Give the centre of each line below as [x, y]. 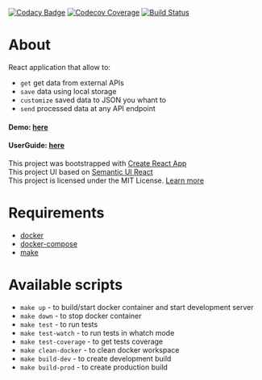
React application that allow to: [60, 67]
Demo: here [28, 127]
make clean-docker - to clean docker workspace [100, 349]
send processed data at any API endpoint [87, 108]
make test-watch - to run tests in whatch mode [97, 332]
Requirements [56, 213]
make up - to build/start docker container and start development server [137, 307]
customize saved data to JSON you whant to [93, 100]
